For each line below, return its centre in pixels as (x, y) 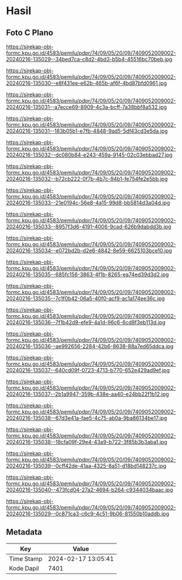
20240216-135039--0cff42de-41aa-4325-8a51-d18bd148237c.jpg (86, 466)
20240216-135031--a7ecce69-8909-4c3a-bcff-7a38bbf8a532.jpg (87, 107)
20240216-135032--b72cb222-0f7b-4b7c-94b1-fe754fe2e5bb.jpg (87, 179)
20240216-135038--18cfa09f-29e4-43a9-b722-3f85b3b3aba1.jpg (87, 442)
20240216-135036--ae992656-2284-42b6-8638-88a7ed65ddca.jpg (90, 346)
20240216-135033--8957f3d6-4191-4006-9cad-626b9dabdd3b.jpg (89, 227)
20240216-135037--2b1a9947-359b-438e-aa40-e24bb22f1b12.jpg (87, 394)
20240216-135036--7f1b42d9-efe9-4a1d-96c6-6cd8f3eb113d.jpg (86, 322)
